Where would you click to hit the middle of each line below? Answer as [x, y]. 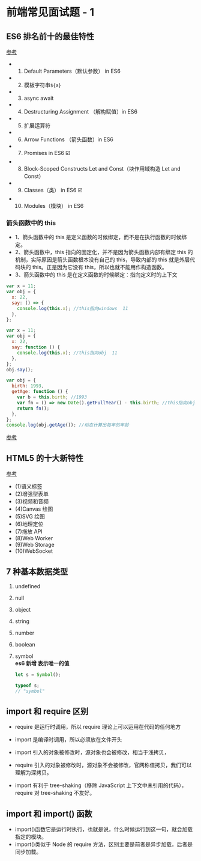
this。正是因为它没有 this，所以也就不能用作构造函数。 [100, 267]
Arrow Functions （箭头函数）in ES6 [69, 139]
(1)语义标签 [28, 487]
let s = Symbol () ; [38, 674]
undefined [28, 586]
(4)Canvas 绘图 [34, 509]
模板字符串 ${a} [43, 85]
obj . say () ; [20, 370]
